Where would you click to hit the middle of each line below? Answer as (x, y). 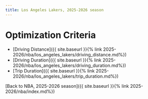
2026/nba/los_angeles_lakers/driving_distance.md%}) (69, 54)
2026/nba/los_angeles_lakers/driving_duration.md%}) (69, 65)
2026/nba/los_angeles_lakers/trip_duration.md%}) (66, 76)
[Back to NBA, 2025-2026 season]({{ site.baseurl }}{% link (67, 86)
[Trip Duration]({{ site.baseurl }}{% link (54, 71)
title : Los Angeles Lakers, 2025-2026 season (54, 10)
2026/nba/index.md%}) (30, 91)
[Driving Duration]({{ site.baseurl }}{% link (57, 60)
